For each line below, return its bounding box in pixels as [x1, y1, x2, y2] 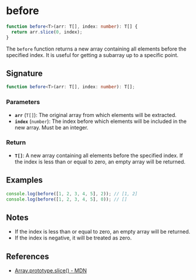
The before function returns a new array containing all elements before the [6, 45, 187, 52]
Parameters [6, 98, 40, 106]
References [6, 251, 49, 261]
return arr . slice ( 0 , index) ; [11, 29, 83, 35]
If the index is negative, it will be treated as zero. [14, 234, 132, 242]
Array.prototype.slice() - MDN [14, 267, 87, 274]
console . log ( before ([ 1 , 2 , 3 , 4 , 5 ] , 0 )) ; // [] [6, 196, 127, 202]
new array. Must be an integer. [14, 124, 89, 131]
